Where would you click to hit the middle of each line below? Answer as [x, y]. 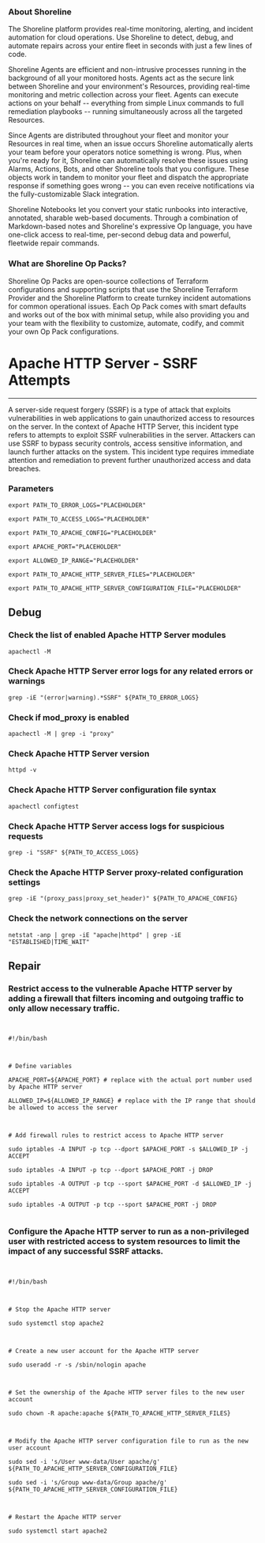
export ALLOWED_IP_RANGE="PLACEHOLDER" [74, 560]
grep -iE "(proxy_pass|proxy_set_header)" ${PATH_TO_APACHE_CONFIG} [123, 899]
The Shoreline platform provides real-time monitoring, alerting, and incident [131, 29]
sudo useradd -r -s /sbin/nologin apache [77, 1365]
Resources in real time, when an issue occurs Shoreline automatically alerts [131, 144]
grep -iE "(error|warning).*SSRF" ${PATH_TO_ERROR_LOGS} [104, 698]
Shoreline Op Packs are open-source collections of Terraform [108, 281]
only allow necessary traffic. [64, 1008]
